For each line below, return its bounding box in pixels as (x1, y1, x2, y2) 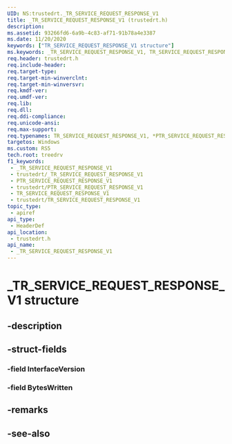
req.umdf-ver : (7, 94, 48, 101)
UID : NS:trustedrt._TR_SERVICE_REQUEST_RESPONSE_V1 (7, 10, 159, 17)
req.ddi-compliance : (7, 113, 67, 120)
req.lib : (7, 100, 32, 107)
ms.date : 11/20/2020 (7, 36, 67, 43)
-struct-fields (7, 343, 67, 355)
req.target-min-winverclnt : (7, 74, 88, 82)
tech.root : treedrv (7, 151, 64, 159)
